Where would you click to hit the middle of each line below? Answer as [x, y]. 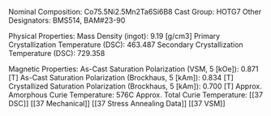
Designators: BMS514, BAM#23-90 [67, 20]
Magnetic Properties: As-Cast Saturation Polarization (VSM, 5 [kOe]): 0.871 [133, 69]
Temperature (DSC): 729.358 [57, 53]
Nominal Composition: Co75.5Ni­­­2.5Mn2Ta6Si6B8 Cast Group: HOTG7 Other [135, 12]
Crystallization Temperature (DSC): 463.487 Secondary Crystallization [126, 45]
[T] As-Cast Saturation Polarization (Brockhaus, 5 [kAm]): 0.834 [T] [121, 77]
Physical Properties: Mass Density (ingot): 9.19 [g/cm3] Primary [114, 36]
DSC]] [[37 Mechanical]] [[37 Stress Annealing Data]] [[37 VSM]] [117, 103]
